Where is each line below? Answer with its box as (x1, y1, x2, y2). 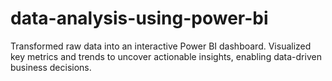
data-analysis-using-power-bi (10, 7, 269, 30)
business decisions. (10, 61, 92, 73)
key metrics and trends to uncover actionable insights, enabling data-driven (10, 50, 322, 62)
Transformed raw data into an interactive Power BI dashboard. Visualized (10, 40, 312, 52)
